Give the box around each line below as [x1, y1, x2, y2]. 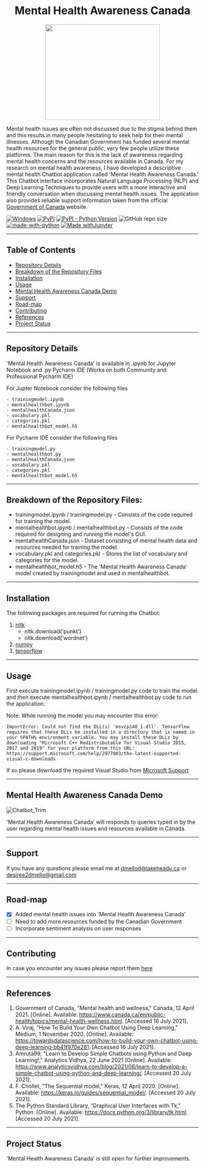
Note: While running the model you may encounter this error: [6, 712, 159, 719]
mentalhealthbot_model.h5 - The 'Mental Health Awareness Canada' [15, 563, 188, 570]
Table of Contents [6, 245, 76, 255]
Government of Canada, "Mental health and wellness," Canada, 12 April [15, 1004, 195, 1012]
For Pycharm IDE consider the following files [6, 434, 118, 441]
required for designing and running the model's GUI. [15, 530, 146, 538]
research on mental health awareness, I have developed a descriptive [6, 164, 181, 171]
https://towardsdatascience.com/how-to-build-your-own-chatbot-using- [15, 1037, 199, 1044]
